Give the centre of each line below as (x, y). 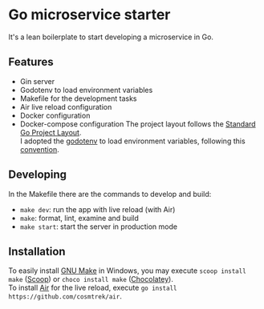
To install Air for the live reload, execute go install (93, 288)
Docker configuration (55, 115)
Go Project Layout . (51, 132)
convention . (39, 149)
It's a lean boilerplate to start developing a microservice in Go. (111, 37)
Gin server (37, 81)
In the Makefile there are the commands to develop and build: (110, 194)
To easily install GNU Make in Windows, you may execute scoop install (127, 271)
